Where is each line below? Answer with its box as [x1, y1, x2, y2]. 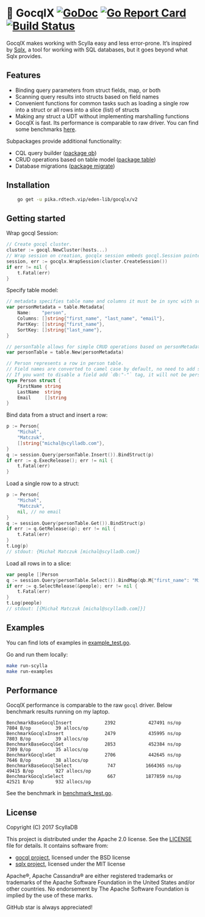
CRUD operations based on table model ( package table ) [15, 156, 156, 163]
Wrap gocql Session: [6, 230, 59, 237]
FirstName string [17, 383, 62, 389]
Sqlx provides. [6, 52, 43, 59]
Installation [6, 180, 50, 191]
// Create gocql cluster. [6, 241, 72, 247]
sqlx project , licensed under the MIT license [15, 861, 126, 868]
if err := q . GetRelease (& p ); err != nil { [6, 526, 116, 532]
